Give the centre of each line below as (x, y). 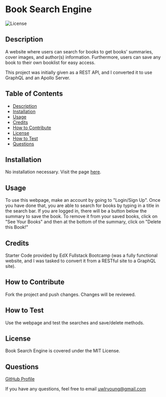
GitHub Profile (20, 379)
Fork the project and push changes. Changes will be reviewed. (71, 294)
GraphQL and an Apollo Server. (38, 78)
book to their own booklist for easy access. (50, 63)
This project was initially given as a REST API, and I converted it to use (79, 72)
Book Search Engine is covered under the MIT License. (63, 351)
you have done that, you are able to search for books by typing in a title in (82, 206)
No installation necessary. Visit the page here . (53, 172)
